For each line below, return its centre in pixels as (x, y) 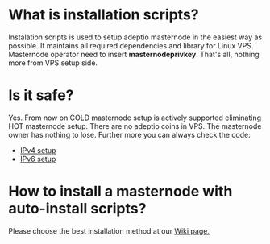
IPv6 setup (38, 159)
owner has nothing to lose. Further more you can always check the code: (130, 134)
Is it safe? (41, 95)
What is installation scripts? (104, 15)
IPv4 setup (38, 150)
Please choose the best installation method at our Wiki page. (109, 230)
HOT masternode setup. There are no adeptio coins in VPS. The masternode (135, 126)
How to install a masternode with (120, 192)
